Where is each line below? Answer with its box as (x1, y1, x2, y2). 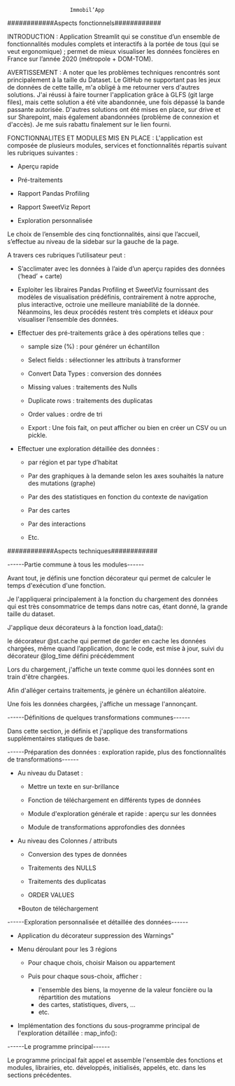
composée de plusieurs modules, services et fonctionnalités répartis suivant (7, 141, 227, 150)
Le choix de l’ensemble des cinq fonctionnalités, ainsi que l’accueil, (7, 230, 201, 238)
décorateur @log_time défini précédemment (7, 652, 135, 660)
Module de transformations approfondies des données (27, 823, 185, 831)
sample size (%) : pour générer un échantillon (27, 343, 159, 350)
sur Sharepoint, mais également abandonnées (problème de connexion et (7, 113, 219, 121)
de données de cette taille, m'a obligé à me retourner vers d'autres (7, 83, 200, 91)
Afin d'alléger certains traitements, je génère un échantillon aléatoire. (7, 686, 206, 694)
